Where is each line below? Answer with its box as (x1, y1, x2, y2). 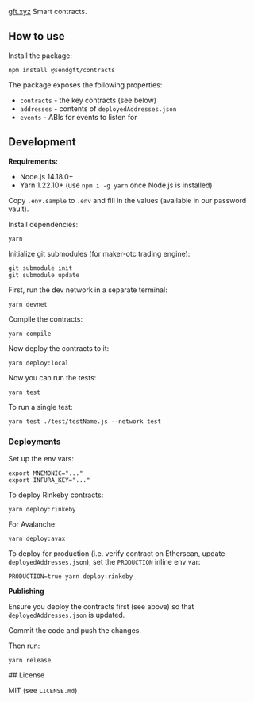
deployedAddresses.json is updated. (8, 610, 125, 619)
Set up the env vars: (8, 453, 74, 463)
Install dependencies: (8, 219, 79, 229)
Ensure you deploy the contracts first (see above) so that (8, 601, 194, 611)
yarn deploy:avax (8, 534, 66, 542)
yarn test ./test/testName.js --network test (8, 417, 161, 426)
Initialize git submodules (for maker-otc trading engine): (8, 249, 190, 258)
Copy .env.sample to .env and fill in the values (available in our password (8, 195, 247, 205)
